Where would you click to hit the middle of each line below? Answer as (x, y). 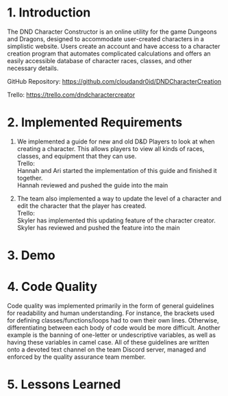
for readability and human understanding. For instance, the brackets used (111, 313)
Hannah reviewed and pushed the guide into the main (92, 185)
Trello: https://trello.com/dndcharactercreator (71, 95)
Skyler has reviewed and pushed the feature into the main (98, 227)
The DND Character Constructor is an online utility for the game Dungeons (112, 32)
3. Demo (31, 256)
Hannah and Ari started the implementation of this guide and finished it (117, 170)
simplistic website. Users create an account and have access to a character (114, 46)
